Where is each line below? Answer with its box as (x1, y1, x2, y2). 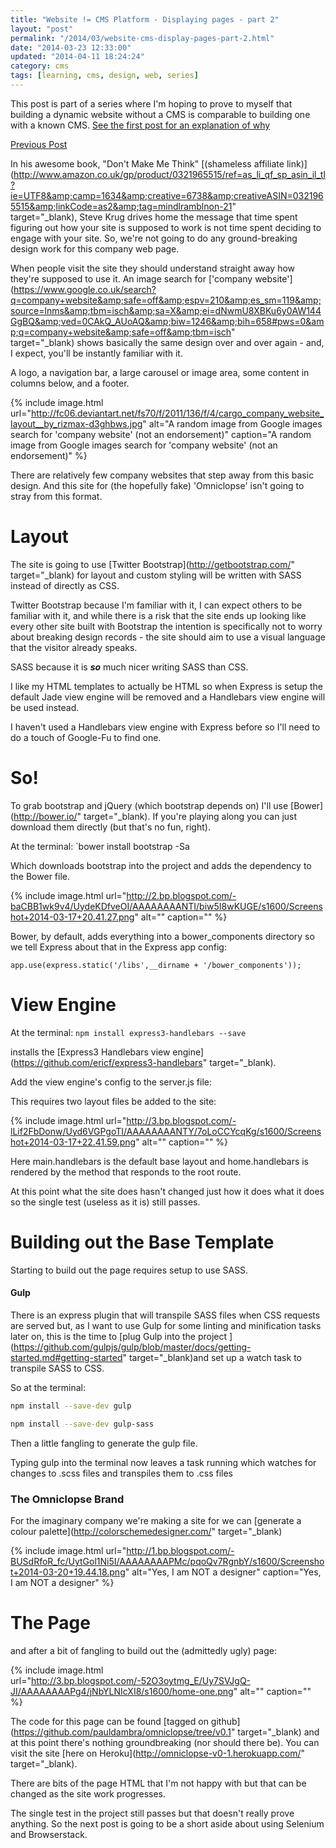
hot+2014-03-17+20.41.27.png (10, 911, 135, 923)
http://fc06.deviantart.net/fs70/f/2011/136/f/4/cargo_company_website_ (30, 407, 325, 419)
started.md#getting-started (10, 1351, 123, 1363)
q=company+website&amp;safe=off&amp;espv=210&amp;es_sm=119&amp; (10, 294, 322, 306)
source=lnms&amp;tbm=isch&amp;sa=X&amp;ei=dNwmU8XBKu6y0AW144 (10, 304, 322, 316)
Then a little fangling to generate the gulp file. (10, 1437, 198, 1449)
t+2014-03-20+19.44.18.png (10, 1566, 126, 1578)
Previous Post (10, 138, 68, 150)
